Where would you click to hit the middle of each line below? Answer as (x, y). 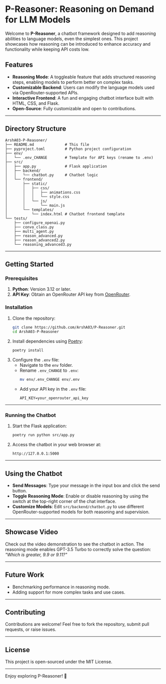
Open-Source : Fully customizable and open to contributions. (74, 108)
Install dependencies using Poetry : (47, 342)
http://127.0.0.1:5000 (36, 454)
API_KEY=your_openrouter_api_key (54, 398)
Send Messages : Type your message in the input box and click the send (86, 485)
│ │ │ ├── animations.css (43, 192)
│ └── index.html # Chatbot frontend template (65, 214)
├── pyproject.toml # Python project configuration (68, 149)
